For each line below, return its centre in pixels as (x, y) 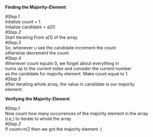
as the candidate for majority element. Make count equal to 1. (67, 74)
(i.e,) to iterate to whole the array (38, 119)
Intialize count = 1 (23, 22)
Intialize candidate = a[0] (30, 27)
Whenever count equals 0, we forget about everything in (62, 63)
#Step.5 (13, 79)
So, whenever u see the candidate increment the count (61, 48)
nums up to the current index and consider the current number (68, 68)
